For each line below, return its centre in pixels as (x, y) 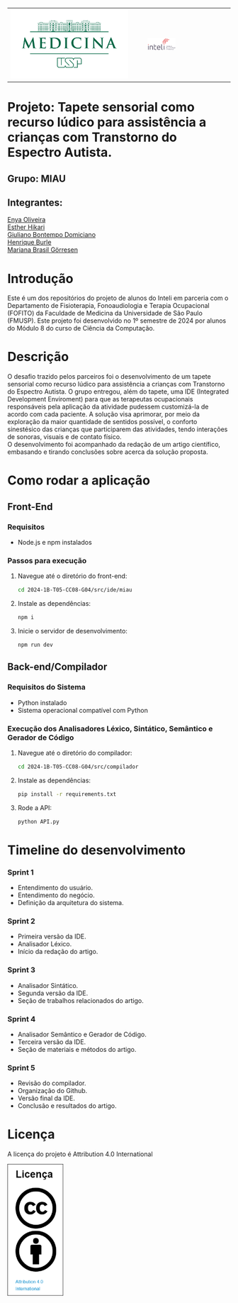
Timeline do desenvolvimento (97, 850)
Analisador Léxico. (45, 944)
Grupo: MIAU (36, 178)
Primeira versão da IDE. (52, 936)
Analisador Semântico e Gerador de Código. (82, 1034)
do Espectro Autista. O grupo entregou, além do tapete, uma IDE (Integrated (118, 392)
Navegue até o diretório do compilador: (75, 753)
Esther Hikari (26, 227)
